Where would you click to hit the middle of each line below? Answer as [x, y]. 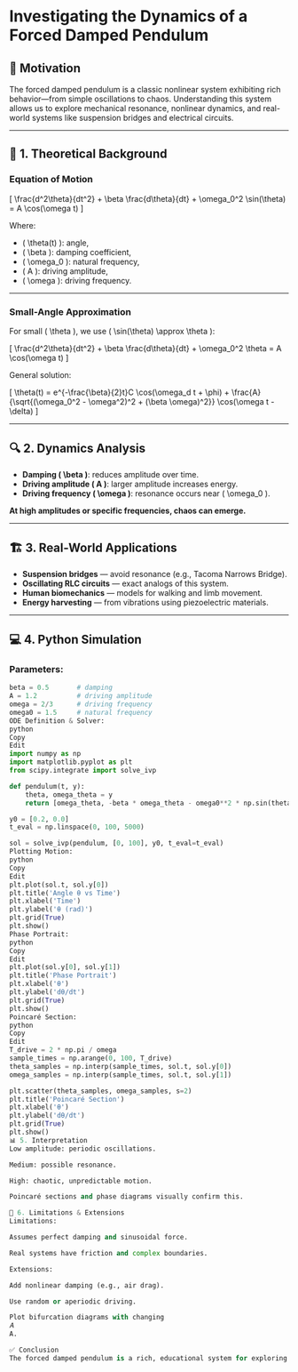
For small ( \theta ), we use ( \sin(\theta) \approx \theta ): [112, 331]
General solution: [40, 374]
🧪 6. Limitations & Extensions [67, 1213]
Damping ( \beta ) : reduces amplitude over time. [110, 474]
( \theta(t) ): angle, [55, 243]
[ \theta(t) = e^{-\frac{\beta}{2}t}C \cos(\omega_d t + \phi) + [119, 392]
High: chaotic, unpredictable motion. [81, 1181]
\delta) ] [24, 411]
